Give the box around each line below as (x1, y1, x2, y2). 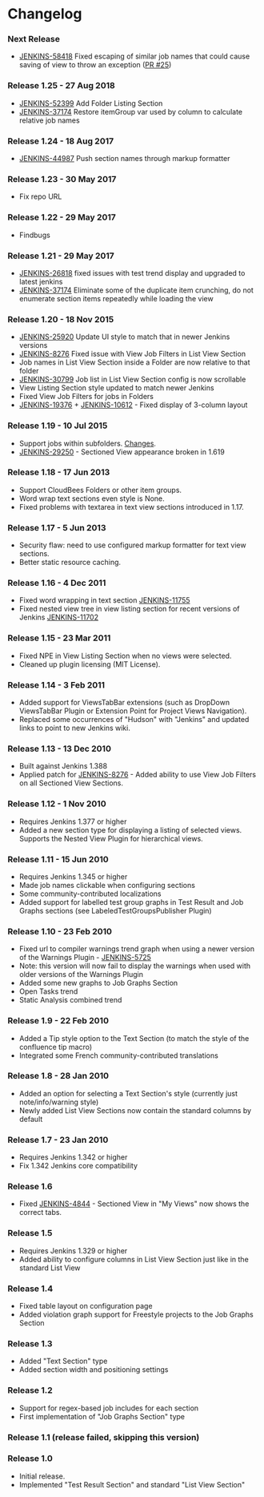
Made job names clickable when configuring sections (18, 880, 195, 890)
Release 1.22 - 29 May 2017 (7, 212, 117, 223)
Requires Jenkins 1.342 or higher (18, 1152, 128, 1162)
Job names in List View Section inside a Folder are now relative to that (18, 357, 250, 367)
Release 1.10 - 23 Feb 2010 (7, 926, 113, 937)
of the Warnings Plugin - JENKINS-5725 (18, 953, 151, 962)
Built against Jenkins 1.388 (18, 761, 108, 771)
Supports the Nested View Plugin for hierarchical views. (18, 833, 203, 843)
